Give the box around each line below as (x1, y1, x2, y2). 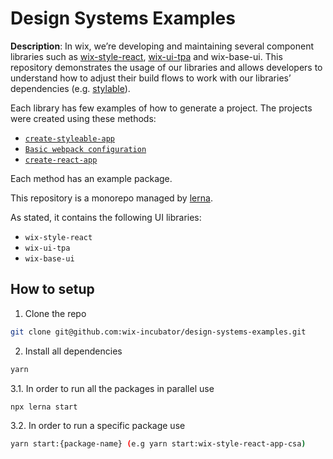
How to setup (10, 281, 95, 298)
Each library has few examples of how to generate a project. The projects (10, 102, 313, 114)
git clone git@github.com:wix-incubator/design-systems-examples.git (10, 327, 307, 337)
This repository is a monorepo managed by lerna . (10, 192, 213, 204)
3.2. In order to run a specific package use (10, 420, 186, 432)
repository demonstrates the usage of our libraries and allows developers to (10, 61, 323, 73)
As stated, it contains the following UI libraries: (10, 211, 202, 223)
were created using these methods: (10, 112, 157, 124)
